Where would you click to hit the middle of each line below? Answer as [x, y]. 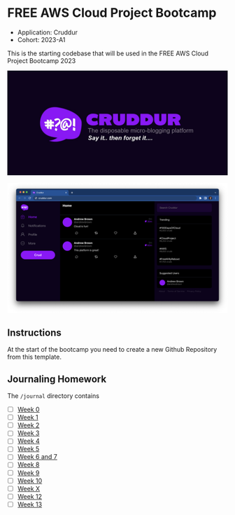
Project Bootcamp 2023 [42, 60]
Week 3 [28, 433]
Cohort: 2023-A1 [41, 39]
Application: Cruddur [48, 32]
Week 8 [28, 465]
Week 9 [28, 473]
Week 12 [30, 496]
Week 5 [28, 449]
